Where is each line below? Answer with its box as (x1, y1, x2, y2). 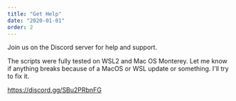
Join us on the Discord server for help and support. (7, 43, 158, 52)
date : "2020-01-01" (7, 17, 65, 24)
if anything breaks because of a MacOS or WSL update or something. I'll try (7, 65, 229, 73)
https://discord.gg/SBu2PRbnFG (7, 86, 102, 95)
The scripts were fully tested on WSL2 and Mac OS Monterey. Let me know (7, 57, 227, 65)
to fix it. (7, 72, 30, 80)
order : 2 (7, 23, 33, 31)
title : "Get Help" (7, 10, 62, 18)
